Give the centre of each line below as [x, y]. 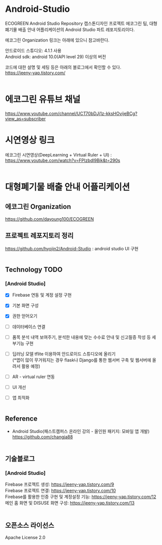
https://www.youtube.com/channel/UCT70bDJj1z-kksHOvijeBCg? [71, 113]
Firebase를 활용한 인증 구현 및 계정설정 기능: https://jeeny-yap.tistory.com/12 [81, 497]
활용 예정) [31, 366]
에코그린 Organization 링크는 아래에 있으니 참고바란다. [57, 40]
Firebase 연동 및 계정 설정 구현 [42, 295]
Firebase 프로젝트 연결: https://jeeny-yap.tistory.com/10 [61, 491]
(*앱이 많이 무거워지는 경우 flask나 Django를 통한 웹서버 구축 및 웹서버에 [81, 360]
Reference [21, 419]
